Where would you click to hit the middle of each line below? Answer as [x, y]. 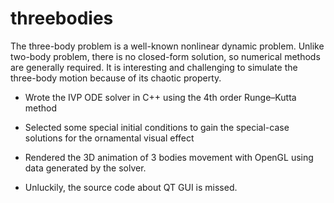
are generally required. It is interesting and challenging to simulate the [154, 67]
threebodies [62, 18]
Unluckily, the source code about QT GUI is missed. [131, 187]
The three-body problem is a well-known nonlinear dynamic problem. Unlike [167, 46]
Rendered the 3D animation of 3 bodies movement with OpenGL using [169, 157]
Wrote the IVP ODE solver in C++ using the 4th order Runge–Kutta [160, 97]
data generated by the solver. [85, 168]
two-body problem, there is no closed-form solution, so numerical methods [165, 56]
